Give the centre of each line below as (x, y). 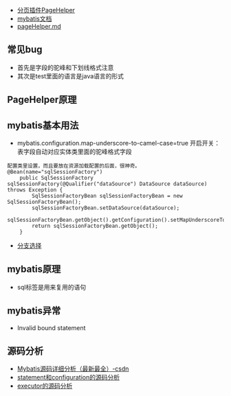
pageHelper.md (39, 26)
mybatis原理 (34, 269)
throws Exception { (35, 190)
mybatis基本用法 (43, 125)
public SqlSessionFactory (57, 178)
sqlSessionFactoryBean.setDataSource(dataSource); (106, 208)
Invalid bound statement (51, 327)
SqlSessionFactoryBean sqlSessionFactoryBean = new (108, 196)
